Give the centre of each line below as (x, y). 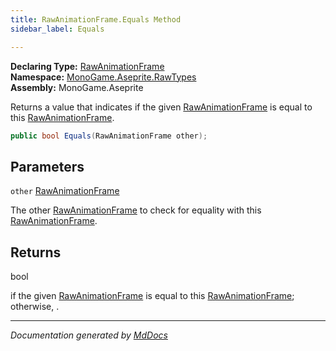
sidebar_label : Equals (57, 29)
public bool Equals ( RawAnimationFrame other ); (109, 136)
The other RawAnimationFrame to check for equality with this (136, 210)
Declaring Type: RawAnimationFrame (87, 66)
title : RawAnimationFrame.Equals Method (96, 19)
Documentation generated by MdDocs (89, 335)
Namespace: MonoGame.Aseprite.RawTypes (103, 77)
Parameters (47, 166)
